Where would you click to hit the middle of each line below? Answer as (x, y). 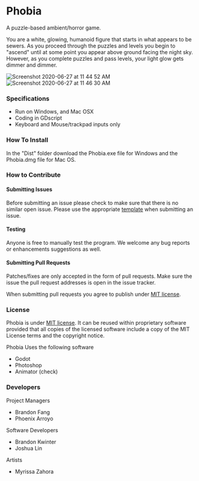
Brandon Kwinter (36, 442)
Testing (16, 229)
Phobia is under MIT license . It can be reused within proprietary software (97, 323)
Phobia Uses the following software (50, 348)
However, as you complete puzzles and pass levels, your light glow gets (95, 58)
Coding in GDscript (38, 118)
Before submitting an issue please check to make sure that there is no (92, 203)
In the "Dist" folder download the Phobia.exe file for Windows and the (92, 153)
